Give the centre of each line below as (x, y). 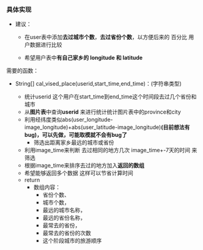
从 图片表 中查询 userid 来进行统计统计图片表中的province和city (103, 112)
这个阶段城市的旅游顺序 (72, 241)
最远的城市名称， (64, 210)
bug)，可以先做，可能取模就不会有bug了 (76, 135)
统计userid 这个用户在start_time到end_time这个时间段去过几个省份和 (110, 97)
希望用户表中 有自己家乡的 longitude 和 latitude (83, 58)
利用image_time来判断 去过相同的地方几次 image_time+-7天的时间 (107, 150)
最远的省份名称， (64, 218)
